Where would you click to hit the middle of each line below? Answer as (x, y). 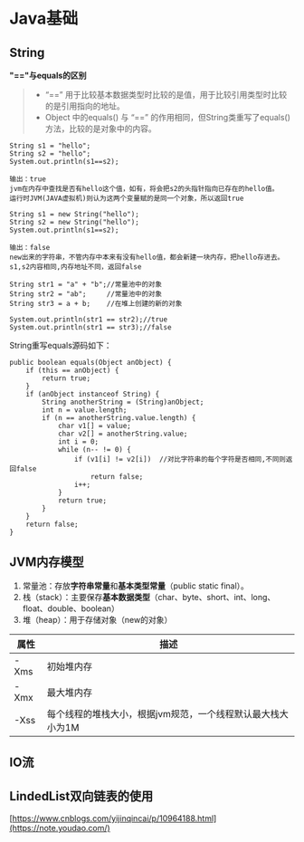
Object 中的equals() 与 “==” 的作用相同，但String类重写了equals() (168, 117)
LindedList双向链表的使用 (81, 796)
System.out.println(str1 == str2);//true (89, 320)
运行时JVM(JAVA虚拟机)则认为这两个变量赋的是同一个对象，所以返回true (127, 198)
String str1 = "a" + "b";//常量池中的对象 (86, 284)
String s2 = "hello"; (50, 154)
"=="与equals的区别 (48, 75)
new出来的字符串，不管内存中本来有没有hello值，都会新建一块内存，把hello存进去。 (147, 257)
